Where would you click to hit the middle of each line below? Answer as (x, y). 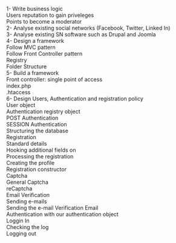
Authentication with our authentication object (63, 214)
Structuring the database (37, 131)
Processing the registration (40, 156)
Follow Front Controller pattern (44, 53)
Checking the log (28, 227)
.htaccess (18, 92)
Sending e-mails (27, 201)
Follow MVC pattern (31, 47)
